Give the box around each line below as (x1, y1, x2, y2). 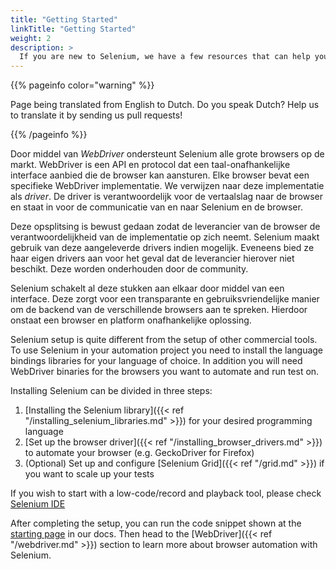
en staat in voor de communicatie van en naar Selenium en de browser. (10, 201, 303, 213)
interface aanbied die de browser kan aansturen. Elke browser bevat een (10, 169, 310, 181)
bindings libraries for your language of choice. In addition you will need (10, 355, 303, 367)
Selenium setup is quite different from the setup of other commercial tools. (10, 334, 318, 346)
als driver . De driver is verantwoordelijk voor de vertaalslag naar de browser (10, 191, 323, 203)
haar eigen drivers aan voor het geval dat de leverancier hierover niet (10, 252, 295, 265)
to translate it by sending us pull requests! (10, 109, 183, 121)
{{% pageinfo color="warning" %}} (10, 79, 155, 91)
